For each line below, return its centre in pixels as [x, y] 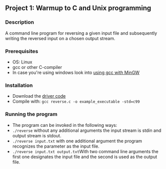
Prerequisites [22, 51]
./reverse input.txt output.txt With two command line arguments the [85, 151]
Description [20, 22]
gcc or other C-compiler [37, 67]
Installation [19, 85]
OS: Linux [22, 62]
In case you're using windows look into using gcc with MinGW [76, 72]
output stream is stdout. [37, 135]
